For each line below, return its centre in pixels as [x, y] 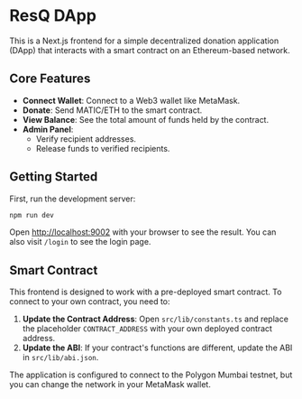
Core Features [50, 79]
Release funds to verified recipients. [103, 148]
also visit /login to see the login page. [80, 242]
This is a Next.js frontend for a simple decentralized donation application [144, 41]
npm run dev [32, 215]
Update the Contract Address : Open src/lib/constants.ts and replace [155, 319]
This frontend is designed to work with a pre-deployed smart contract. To [146, 292]
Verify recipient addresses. [86, 139]
